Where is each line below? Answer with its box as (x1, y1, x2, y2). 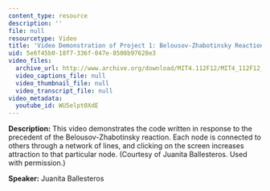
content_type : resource (8, 11, 88, 20)
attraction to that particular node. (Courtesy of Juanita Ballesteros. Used (8, 150, 247, 160)
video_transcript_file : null (15, 86, 113, 95)
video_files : (8, 57, 52, 65)
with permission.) (8, 158, 66, 168)
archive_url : (15, 64, 59, 73)
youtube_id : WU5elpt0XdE (15, 102, 99, 110)
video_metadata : (8, 94, 63, 102)
